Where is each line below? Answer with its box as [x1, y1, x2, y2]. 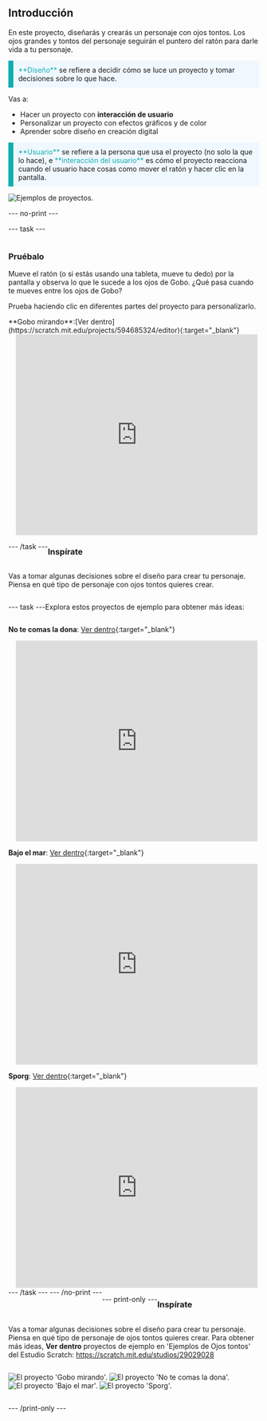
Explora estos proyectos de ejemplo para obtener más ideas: [45, 603, 245, 612]
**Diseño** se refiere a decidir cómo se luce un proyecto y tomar [18, 65, 235, 74]
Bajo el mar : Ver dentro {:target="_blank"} [8, 848, 145, 858]
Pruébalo [8, 251, 45, 262]
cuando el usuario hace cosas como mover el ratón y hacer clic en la [18, 164, 245, 173]
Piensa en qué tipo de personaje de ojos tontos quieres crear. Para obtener [8, 1332, 255, 1342]
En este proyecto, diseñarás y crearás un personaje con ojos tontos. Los [8, 27, 245, 37]
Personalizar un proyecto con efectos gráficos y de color [19, 117, 207, 127]
